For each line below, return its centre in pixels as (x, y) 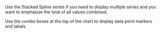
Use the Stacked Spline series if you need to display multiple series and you (80, 7)
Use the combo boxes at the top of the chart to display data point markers (79, 21)
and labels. (16, 26)
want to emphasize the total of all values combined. (56, 12)
